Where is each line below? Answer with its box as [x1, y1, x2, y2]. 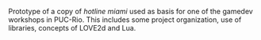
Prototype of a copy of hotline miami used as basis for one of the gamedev [8, 7, 254, 16]
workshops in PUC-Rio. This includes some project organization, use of [8, 15, 242, 24]
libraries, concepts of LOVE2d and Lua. [8, 24, 136, 32]
